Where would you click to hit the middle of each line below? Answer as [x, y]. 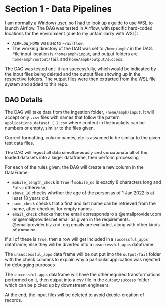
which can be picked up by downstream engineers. [57, 285]
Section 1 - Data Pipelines [58, 9]
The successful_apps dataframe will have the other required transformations [83, 274]
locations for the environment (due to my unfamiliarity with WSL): [72, 33]
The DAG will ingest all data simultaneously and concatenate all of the [76, 152]
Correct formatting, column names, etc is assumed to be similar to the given [83, 137]
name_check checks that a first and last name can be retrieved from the [84, 203]
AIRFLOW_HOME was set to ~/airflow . [48, 43]
